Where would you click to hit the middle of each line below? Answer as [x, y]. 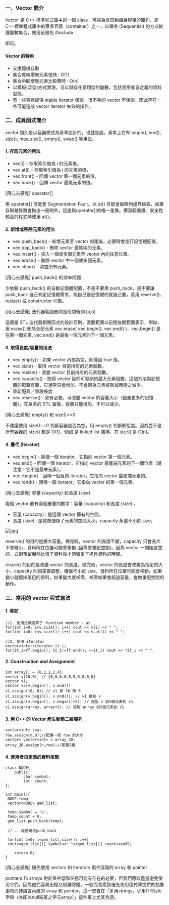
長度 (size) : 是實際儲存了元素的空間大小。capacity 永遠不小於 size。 [84, 520]
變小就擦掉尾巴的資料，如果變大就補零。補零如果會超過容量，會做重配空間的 [85, 577]
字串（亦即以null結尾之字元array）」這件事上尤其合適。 [62, 897]
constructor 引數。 [47, 301]
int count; [36, 781]
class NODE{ [18, 768]
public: [22, 772]
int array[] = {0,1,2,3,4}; [35, 672]
